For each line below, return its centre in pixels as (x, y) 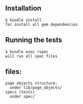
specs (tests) (20, 92)
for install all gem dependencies (42, 24)
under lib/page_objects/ (36, 88)
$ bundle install (24, 20)
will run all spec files (31, 56)
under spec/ (23, 97)
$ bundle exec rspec (27, 52)
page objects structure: (31, 83)
